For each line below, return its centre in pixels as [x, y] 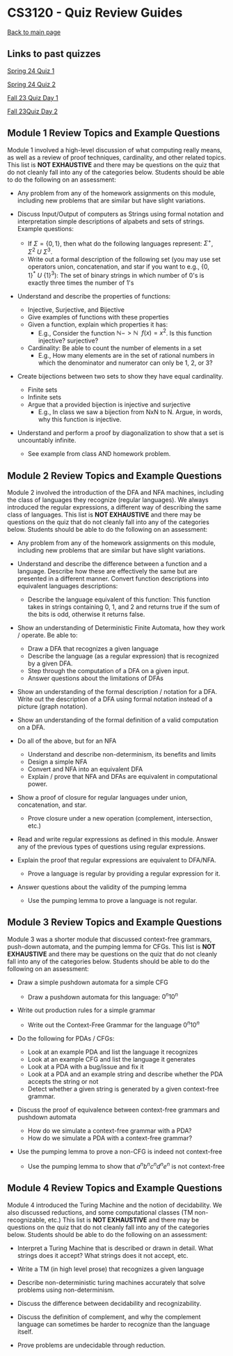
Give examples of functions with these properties [98, 317]
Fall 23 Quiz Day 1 [33, 97]
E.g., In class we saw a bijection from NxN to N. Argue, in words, [130, 412]
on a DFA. [31, 727]
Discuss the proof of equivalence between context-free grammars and [119, 1110]
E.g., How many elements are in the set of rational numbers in [126, 356]
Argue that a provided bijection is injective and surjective [109, 404]
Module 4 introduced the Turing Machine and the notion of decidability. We [115, 1205]
